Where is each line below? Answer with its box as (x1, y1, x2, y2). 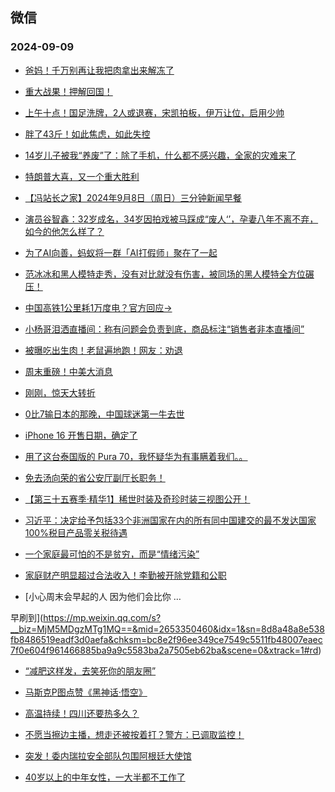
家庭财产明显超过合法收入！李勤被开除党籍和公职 (24, 569, 227, 581)
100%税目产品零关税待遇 (24, 526, 128, 538)
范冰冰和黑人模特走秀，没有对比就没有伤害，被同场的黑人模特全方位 (24, 268, 306, 280)
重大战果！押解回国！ (24, 85, 113, 97)
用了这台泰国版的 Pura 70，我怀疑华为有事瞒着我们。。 (24, 450, 248, 462)
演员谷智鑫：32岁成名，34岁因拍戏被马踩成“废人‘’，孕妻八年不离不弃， (24, 213, 319, 225)
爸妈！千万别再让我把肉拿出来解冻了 (24, 64, 175, 76)
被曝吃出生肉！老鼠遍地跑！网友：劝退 (24, 344, 183, 356)
